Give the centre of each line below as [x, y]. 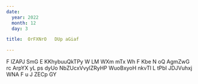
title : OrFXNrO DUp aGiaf [43, 40]
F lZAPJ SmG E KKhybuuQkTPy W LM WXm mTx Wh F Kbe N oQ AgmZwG [98, 62]
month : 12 [24, 23]
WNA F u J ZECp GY [31, 74]
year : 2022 [25, 17]
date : [13, 12]
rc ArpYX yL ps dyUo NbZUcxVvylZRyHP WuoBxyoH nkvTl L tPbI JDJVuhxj [99, 68]
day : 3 [20, 28]
